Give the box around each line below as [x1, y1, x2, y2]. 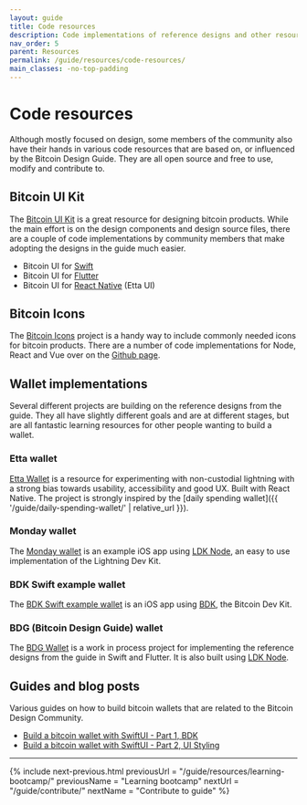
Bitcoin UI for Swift [22, 260, 94, 271]
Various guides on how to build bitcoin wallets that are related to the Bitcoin [9, 703, 294, 714]
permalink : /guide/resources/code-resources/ [9, 56, 185, 65]
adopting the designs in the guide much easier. [9, 243, 186, 254]
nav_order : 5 [9, 38, 59, 48]
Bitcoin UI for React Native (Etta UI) [22, 279, 155, 290]
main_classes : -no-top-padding [9, 65, 129, 74]
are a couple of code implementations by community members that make [9, 233, 285, 244]
